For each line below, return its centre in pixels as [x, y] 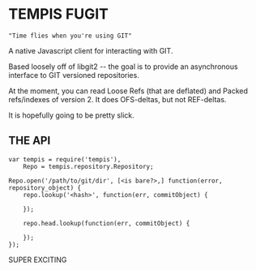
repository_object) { [45, 187]
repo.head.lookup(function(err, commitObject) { [107, 223]
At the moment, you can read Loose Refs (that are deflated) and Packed [128, 91]
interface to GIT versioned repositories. [74, 75]
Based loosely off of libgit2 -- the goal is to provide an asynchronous [123, 67]
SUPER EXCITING [38, 260]
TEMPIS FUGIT [59, 14]
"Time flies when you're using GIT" [70, 36]
